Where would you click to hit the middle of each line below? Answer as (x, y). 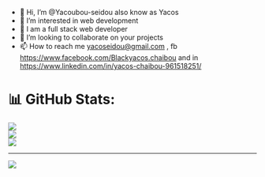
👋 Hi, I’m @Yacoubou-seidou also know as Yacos (99, 12)
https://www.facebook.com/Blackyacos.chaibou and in (109, 58)
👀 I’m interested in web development (79, 21)
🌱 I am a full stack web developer (74, 29)
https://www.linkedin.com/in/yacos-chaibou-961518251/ (110, 66)
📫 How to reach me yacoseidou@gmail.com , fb (98, 46)
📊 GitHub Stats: (62, 100)
